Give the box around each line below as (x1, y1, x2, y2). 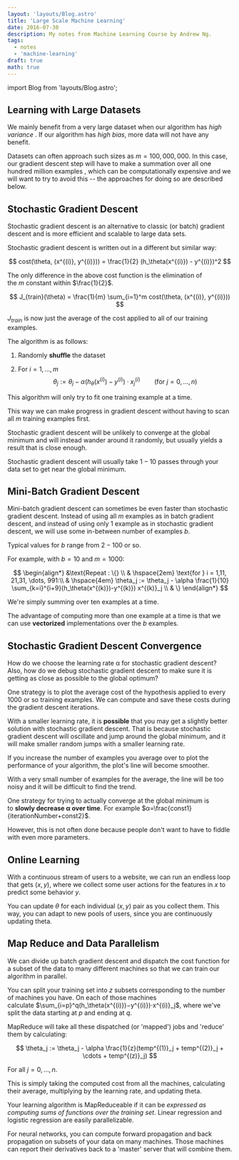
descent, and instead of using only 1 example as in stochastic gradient (7, 520, 214, 528)
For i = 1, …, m (17, 365, 59, 374)
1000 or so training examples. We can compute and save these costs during (7, 695, 230, 704)
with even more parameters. (7, 833, 91, 842)
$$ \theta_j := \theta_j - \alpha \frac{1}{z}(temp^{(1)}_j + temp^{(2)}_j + (15, 1043, 225, 1052)
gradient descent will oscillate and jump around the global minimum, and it (7, 732, 226, 740)
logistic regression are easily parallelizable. (7, 1116, 134, 1124)
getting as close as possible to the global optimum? (7, 674, 158, 683)
